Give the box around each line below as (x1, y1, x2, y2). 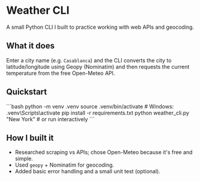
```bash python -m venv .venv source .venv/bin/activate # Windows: (6, 102, 174, 110)
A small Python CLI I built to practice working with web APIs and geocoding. (6, 23, 194, 31)
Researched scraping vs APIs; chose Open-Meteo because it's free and (14, 149, 193, 156)
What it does (6, 41, 55, 51)
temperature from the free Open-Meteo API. (6, 70, 115, 77)
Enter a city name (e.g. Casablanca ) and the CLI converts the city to (6, 56, 172, 64)
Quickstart (6, 87, 47, 97)
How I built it (6, 132, 54, 143)
